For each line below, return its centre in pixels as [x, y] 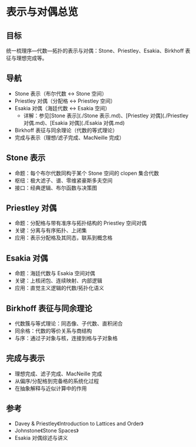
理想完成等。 [32, 58]
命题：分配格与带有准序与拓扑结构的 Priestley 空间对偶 [80, 223]
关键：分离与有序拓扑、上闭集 [50, 231]
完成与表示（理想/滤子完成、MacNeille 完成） [70, 137]
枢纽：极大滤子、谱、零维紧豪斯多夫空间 [63, 180]
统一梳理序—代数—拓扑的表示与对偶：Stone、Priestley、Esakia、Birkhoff [95, 51]
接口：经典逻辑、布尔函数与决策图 [56, 188]
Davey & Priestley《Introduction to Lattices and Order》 [79, 424]
